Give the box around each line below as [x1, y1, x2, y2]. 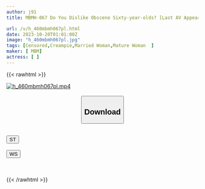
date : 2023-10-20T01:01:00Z [6, 31, 78, 37]
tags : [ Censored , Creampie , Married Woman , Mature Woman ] [6, 43, 154, 49]
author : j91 [6, 9, 37, 15]
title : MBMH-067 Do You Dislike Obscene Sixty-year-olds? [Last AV [6, 15, 182, 21]
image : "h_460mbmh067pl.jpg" [6, 37, 81, 43]
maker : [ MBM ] [6, 48, 43, 55]
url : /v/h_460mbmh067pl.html [6, 26, 81, 32]
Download [84, 107, 121, 116]
